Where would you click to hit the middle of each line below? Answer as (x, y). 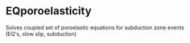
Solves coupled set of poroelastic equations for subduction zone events (95, 27)
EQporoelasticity (49, 11)
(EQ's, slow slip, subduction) (41, 33)
